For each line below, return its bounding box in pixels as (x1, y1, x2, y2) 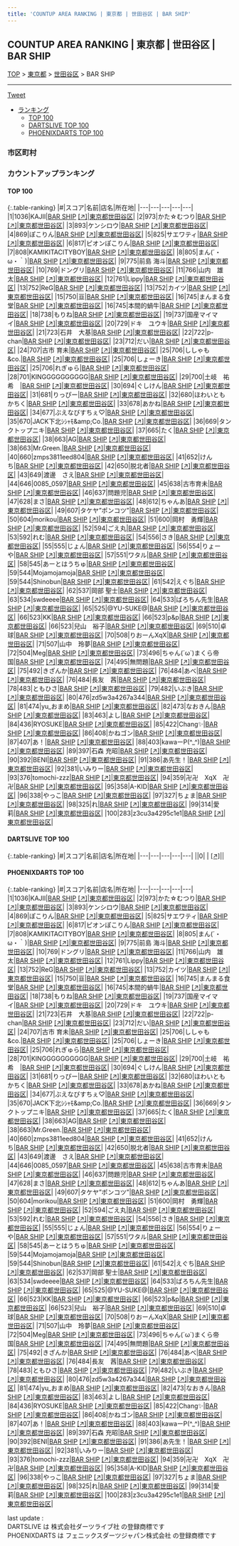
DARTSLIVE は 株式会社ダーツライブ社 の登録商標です (7, 1522, 165, 1530)
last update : (7, 1513, 44, 1522)
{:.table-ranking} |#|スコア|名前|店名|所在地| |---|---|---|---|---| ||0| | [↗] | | (7, 851, 225, 860)
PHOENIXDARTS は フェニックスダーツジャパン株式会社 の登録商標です (7, 1531, 217, 1540)
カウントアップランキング (7, 169, 95, 179)
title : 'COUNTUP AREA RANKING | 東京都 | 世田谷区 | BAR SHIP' (7, 10, 191, 18)
